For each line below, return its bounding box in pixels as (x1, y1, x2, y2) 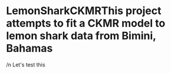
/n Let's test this (6, 61, 45, 68)
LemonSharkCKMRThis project (6, 4, 162, 18)
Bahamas (6, 42, 53, 55)
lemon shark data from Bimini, (6, 29, 156, 42)
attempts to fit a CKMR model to (6, 16, 166, 30)
